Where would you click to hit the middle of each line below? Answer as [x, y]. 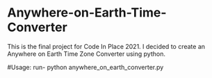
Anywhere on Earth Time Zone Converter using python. [86, 54]
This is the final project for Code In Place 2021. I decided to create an [106, 46]
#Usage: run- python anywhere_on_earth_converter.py [85, 67]
